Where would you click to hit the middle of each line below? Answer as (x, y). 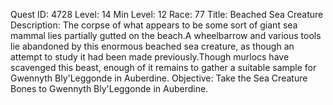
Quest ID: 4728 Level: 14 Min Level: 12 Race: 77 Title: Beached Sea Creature (167, 14)
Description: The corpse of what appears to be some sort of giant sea (154, 25)
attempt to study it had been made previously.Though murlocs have (150, 57)
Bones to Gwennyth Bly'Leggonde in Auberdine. (109, 88)
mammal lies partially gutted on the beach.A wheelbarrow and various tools (166, 35)
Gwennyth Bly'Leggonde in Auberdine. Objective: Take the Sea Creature (159, 78)
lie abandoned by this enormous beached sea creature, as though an (152, 46)
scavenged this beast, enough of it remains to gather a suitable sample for (163, 67)
